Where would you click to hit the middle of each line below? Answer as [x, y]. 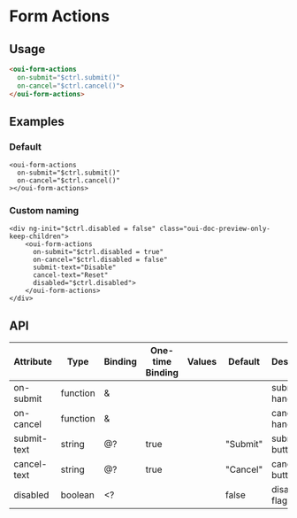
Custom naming [44, 211]
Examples [37, 121]
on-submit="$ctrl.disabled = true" [98, 252]
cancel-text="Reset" [70, 275]
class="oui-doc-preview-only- [215, 229]
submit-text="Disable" [74, 267]
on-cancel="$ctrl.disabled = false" [100, 260]
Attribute [33, 362]
